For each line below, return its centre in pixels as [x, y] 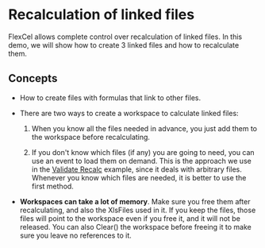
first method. [52, 186]
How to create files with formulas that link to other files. [110, 98]
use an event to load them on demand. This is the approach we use [141, 161]
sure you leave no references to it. [76, 235]
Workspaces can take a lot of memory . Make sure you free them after [135, 201]
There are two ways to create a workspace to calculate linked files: [129, 113]
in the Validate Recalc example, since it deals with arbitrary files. [136, 169]
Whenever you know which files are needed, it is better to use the [139, 177]
